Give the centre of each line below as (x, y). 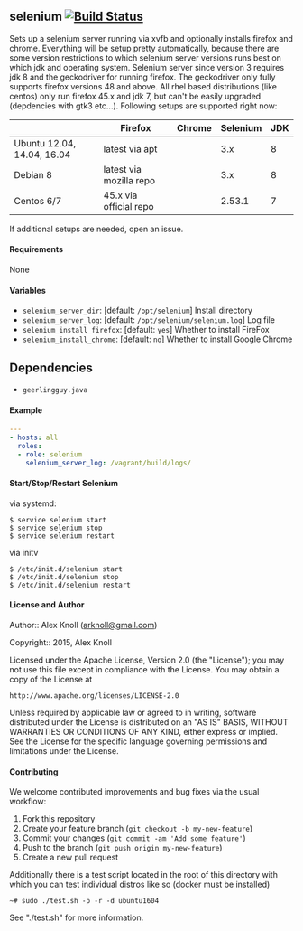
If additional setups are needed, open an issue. (96, 229)
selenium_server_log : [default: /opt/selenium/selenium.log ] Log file (148, 320)
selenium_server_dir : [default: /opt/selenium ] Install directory (137, 310)
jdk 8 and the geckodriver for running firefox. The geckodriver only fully (142, 77)
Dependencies (51, 367)
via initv (24, 552)
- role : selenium (50, 454)
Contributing (34, 771)
